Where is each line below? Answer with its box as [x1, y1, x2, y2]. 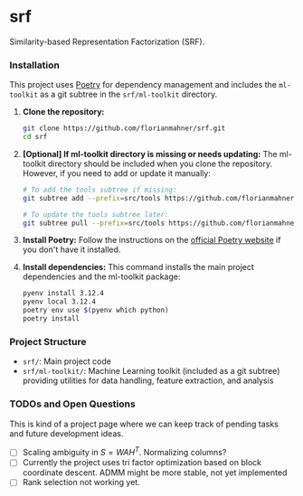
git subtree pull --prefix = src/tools [22, 219, 166, 228]
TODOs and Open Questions [9, 398, 136, 410]
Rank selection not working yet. [22, 477, 140, 488]
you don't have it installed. [22, 244, 121, 255]
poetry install [22, 314, 80, 323]
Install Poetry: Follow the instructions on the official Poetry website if [22, 235, 281, 246]
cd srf [22, 133, 48, 142]
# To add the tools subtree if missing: [22, 185, 177, 194]
